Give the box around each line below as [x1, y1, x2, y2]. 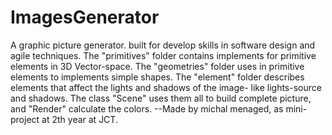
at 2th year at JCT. [41, 113, 118, 125]
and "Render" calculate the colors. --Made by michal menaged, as [10, 102, 284, 115]
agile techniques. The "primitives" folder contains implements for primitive [10, 49, 317, 61]
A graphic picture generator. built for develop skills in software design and [10, 39, 316, 51]
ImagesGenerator [10, 6, 160, 29]
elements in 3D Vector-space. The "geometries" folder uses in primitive [10, 60, 305, 72]
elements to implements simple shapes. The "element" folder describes [10, 71, 305, 83]
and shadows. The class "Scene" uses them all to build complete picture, [10, 92, 312, 104]
